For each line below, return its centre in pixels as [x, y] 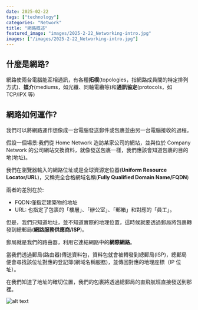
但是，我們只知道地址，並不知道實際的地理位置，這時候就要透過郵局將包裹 [96, 222]
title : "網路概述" [27, 28]
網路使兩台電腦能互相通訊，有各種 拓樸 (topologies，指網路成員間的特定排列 [97, 80]
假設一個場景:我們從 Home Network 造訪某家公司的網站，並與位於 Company [98, 143]
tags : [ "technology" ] [33, 17]
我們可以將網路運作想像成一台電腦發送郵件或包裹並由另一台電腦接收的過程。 [99, 130]
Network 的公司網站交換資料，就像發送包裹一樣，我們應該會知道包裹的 [92, 150]
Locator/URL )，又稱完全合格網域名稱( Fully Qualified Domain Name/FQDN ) [98, 177]
